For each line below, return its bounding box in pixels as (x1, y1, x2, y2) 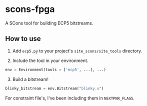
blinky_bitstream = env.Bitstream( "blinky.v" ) (5, 86, 104, 91)
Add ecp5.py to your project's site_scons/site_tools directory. (12, 47, 142, 53)
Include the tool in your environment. (12, 57, 88, 63)
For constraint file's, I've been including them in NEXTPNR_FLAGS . (5, 95, 135, 101)
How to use (5, 34, 41, 43)
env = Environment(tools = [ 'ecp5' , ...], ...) (5, 67, 106, 72)
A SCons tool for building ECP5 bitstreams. (5, 20, 93, 26)
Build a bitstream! (12, 76, 49, 82)
